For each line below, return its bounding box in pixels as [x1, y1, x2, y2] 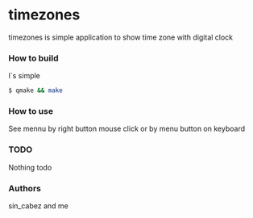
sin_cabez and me [8, 201, 68, 211]
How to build [8, 52, 59, 64]
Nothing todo [8, 162, 52, 172]
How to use [8, 106, 54, 117]
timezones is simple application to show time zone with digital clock [8, 32, 234, 42]
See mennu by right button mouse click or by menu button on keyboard [8, 124, 246, 134]
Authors [8, 182, 42, 194]
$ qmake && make [8, 86, 63, 94]
